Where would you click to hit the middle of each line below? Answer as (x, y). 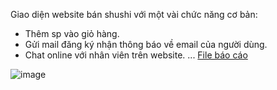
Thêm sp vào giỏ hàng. (72, 33)
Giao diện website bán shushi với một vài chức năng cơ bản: (134, 14)
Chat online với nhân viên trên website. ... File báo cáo (136, 55)
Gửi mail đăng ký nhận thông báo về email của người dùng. (146, 44)
